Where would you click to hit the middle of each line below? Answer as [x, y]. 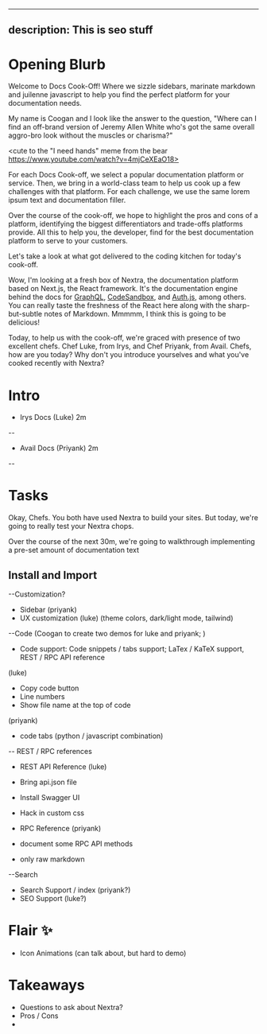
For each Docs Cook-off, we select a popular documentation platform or [126, 175]
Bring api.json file [48, 782]
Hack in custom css [52, 813]
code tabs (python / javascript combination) [91, 736]
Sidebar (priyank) [48, 610]
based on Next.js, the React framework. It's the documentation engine [123, 289]
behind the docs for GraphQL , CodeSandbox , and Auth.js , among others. [127, 297]
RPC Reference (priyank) [60, 829]
